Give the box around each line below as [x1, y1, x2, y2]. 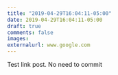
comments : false [7, 29, 54, 36]
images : [7, 35, 29, 42]
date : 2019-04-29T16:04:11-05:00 [7, 16, 103, 23]
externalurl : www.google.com [7, 42, 91, 48]
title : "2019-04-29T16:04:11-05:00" [7, 10, 112, 17]
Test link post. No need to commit [7, 61, 103, 68]
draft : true [7, 22, 41, 29]
